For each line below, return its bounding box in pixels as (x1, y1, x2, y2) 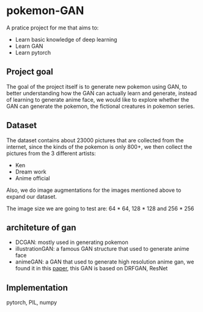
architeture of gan (6, 222, 76, 233)
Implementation (6, 283, 68, 293)
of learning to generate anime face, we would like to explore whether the (6, 96, 190, 103)
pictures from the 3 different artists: (6, 150, 96, 157)
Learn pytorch (15, 48, 51, 56)
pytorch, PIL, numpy (6, 299, 57, 306)
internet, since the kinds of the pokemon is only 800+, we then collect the (6, 143, 193, 150)
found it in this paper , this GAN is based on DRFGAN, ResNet (15, 265, 168, 272)
